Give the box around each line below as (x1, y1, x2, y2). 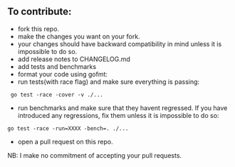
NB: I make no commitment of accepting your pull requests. (7, 151, 182, 159)
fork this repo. (17, 24, 59, 33)
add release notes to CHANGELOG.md (17, 55, 130, 63)
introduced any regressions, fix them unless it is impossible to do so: (17, 111, 219, 119)
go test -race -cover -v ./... (10, 91, 103, 98)
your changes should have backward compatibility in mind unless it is (17, 39, 222, 48)
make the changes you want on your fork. (17, 32, 140, 41)
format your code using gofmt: (17, 70, 108, 78)
